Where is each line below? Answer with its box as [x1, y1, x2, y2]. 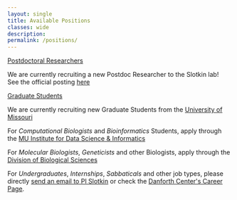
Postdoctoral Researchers [7, 56, 84, 65]
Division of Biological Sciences [7, 156, 98, 164]
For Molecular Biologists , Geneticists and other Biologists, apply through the [7, 148, 231, 157]
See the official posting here [7, 78, 90, 86]
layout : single [7, 10, 53, 18]
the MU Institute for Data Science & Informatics [7, 135, 146, 143]
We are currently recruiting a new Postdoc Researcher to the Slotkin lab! [7, 70, 219, 79]
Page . [7, 184, 25, 193]
